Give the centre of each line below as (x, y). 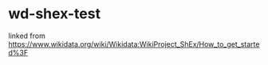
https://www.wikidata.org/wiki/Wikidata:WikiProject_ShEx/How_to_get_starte (134, 44)
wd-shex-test (55, 14)
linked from (27, 36)
